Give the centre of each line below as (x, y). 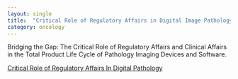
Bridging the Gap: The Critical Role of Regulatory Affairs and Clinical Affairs (117, 47)
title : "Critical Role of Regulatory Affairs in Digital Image (104, 20)
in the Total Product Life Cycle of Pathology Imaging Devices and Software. (117, 54)
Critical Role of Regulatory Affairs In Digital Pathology (85, 68)
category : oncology (36, 27)
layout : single (30, 14)
